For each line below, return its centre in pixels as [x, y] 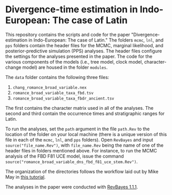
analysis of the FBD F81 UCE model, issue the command [65, 156]
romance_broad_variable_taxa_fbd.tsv [53, 93]
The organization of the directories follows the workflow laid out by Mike [82, 171]
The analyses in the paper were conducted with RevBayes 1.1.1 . [72, 187]
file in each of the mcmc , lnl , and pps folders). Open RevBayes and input [79, 140]
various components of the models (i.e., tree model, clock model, [74, 62]
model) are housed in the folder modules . [65, 67]
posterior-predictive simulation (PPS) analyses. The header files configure [84, 51]
